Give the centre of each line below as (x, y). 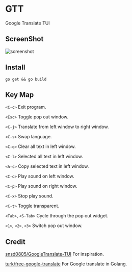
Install (15, 68)
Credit (15, 242)
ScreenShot (24, 39)
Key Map (20, 95)
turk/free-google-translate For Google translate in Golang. (66, 264)
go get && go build (26, 79)
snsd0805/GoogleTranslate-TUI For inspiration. (55, 254)
